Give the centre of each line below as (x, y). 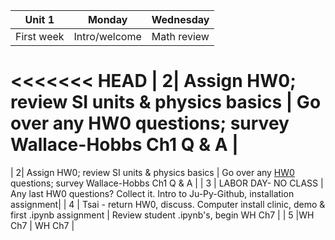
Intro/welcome (107, 36)
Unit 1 (39, 19)
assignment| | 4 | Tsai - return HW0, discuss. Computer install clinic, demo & (168, 204)
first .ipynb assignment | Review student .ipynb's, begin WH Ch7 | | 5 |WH (162, 215)
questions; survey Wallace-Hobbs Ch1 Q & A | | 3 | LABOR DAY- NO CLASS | (167, 183)
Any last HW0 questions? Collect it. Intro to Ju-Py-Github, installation (152, 193)
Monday (107, 19)
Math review (180, 36)
